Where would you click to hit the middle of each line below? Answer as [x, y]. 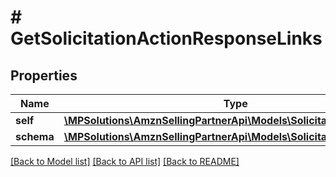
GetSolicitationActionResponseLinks [166, 38]
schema [35, 136]
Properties [44, 75]
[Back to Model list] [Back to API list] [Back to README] [125, 161]
